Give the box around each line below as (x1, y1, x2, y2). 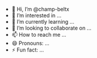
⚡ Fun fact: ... (11, 46, 44, 53)
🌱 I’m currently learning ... (11, 18, 75, 25)
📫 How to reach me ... (11, 31, 66, 38)
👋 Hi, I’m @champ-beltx (11, 6, 69, 12)
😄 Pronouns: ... (11, 40, 50, 47)
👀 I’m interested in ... (11, 12, 62, 19)
